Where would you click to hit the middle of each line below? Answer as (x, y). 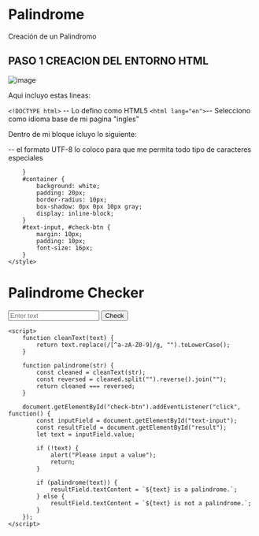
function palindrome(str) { (68, 365)
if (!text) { (58, 448)
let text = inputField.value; (86, 434)
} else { (51, 496)
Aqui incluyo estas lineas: (50, 95)
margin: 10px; (59, 234)
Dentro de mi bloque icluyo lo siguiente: (72, 134)
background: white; (68, 186)
